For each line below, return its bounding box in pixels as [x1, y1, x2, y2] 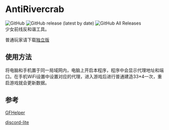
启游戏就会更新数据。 [5, 79, 49, 86]
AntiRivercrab [5, 4, 64, 15]
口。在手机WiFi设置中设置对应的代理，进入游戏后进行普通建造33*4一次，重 [5, 73, 162, 79]
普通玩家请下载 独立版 [5, 37, 49, 43]
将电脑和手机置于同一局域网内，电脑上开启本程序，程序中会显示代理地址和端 [5, 67, 164, 73]
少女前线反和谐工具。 [5, 26, 49, 32]
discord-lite [5, 119, 29, 125]
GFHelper [5, 109, 25, 115]
